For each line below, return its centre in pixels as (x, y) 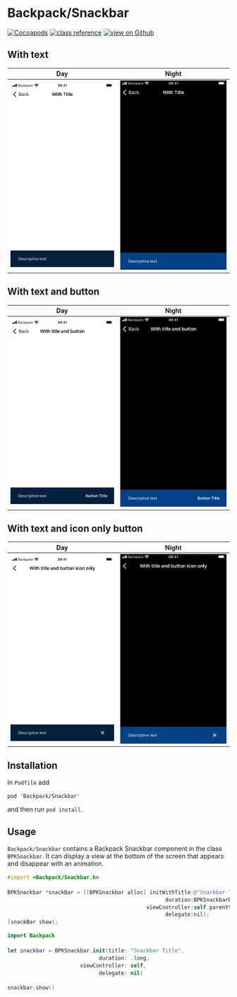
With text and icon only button (75, 529)
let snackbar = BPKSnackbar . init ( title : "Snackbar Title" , (96, 950)
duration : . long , (124, 958)
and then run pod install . (45, 809)
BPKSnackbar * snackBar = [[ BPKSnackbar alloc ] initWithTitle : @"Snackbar (116, 892)
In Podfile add (29, 782)
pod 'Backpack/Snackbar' (44, 796)
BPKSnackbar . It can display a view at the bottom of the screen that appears (116, 856)
